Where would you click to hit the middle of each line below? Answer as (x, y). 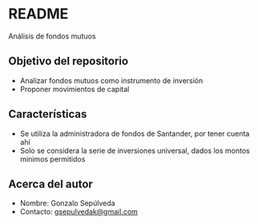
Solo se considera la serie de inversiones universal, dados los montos (135, 150)
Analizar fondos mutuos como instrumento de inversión (111, 80)
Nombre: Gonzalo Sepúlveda (67, 203)
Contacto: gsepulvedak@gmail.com (79, 212)
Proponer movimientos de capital (75, 89)
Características (48, 114)
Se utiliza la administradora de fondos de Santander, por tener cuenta (135, 134)
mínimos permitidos (52, 159)
